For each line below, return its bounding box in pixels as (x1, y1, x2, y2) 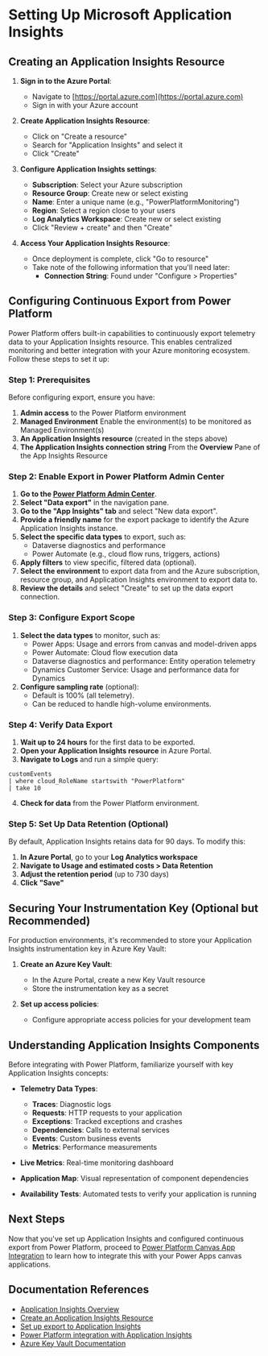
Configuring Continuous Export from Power (8, 294, 232, 308)
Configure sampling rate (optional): (19, 682, 139, 691)
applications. (8, 1259, 51, 1269)
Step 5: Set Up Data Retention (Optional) (8, 818, 169, 829)
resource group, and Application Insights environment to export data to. (19, 574, 258, 585)
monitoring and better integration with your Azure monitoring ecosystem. (8, 345, 250, 355)
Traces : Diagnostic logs (31, 1099, 111, 1109)
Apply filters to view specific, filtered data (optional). (19, 558, 197, 567)
